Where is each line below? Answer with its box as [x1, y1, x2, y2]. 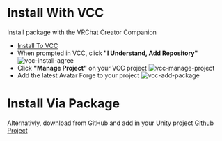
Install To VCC [17, 41, 58, 50]
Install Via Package [7, 96, 120, 112]
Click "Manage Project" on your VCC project [17, 64, 148, 72]
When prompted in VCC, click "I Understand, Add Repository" [17, 49, 198, 57]
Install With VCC [7, 5, 104, 21]
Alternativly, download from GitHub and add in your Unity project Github [7, 119, 214, 127]
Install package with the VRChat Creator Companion [7, 28, 157, 36]
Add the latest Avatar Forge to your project [17, 71, 140, 80]
